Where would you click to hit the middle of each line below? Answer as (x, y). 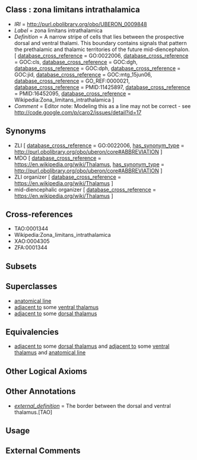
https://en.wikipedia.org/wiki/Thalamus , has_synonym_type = (89, 164)
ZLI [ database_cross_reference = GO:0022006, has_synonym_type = (99, 145)
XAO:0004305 (32, 241)
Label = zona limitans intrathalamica (58, 30)
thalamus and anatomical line (50, 353)
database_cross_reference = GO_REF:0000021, (72, 81)
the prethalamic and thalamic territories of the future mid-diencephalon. (102, 49)
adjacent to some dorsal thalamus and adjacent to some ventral (92, 346)
